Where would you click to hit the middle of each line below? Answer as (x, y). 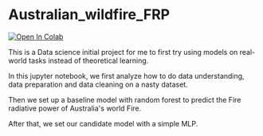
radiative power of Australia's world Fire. (75, 108)
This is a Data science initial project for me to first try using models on (123, 52)
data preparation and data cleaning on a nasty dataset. (98, 84)
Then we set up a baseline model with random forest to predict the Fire (125, 99)
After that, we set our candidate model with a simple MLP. (103, 123)
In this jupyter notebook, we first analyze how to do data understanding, (126, 76)
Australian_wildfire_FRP (89, 15)
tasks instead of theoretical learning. (88, 60)
